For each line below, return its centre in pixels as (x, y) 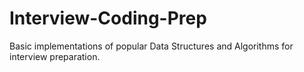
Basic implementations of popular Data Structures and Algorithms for (151, 46)
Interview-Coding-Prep (108, 18)
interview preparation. (55, 56)
